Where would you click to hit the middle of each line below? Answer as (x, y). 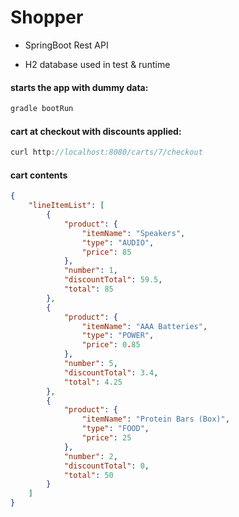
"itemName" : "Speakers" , (133, 233)
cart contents (39, 175)
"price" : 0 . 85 (111, 345)
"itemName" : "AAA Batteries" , (144, 326)
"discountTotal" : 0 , (106, 466)
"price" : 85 (106, 252)
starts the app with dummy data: (79, 87)
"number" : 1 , (90, 271)
